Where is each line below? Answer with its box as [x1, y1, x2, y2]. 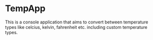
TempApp [5, 3, 45, 14]
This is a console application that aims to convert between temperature [5, 19, 148, 25]
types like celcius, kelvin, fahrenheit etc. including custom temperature [5, 24, 148, 30]
